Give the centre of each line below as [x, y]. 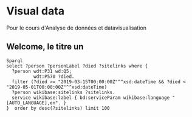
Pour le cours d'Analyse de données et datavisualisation [77, 28]
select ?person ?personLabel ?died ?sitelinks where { [77, 66]
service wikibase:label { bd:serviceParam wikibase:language [91, 98]
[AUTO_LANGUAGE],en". [34, 103]
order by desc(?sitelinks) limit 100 [62, 108]
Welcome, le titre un [45, 47]
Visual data [36, 11]
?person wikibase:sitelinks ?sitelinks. [63, 92]
